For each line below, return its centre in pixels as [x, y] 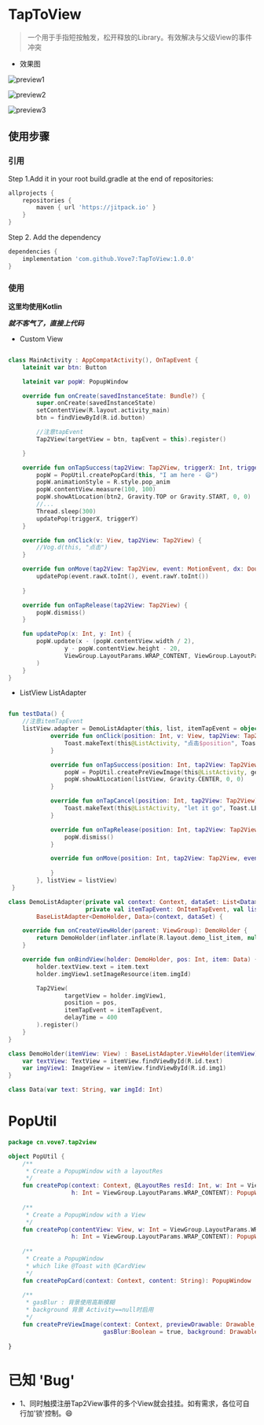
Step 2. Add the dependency [55, 237]
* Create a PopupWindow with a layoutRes [94, 1171]
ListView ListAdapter [53, 692]
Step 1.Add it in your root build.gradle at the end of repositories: [111, 178]
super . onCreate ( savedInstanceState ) [96, 403]
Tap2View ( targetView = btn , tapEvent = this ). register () [131, 439]
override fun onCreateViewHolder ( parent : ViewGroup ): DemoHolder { [135, 931]
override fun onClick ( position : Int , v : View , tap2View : [145, 736]
